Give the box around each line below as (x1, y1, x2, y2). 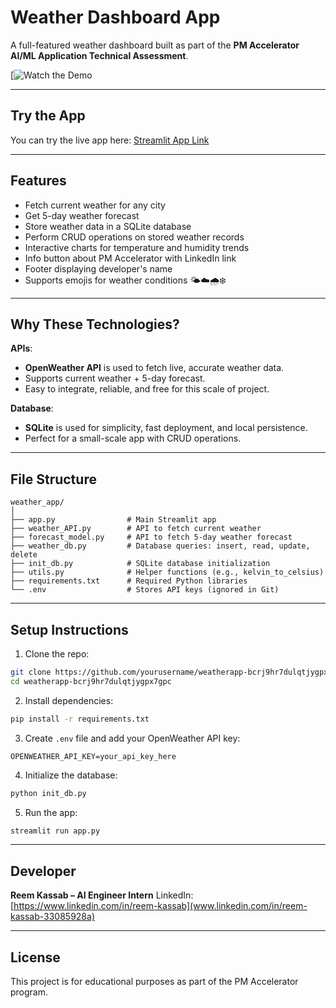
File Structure (10, 471, 97, 488)
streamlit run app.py (10, 826, 101, 836)
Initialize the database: (24, 769, 118, 781)
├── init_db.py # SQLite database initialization (10, 559, 271, 569)
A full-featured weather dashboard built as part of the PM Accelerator (10, 39, 300, 51)
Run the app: (24, 806, 78, 818)
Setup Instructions (10, 621, 129, 638)
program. (10, 986, 49, 998)
